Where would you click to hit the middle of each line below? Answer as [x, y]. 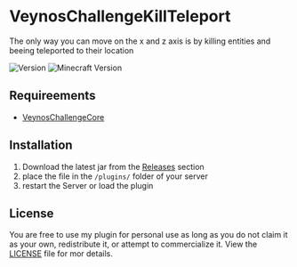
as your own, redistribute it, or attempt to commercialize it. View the [133, 244]
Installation [41, 146]
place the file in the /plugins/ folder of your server [115, 176]
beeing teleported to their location [72, 50]
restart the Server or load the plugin [88, 185]
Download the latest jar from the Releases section [113, 166]
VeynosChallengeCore [63, 117]
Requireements [52, 96]
